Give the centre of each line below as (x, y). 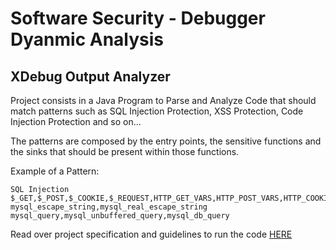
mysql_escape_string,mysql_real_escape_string (109, 207)
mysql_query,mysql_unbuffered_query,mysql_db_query (120, 216)
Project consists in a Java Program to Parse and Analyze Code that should (163, 100)
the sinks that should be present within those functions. (125, 151)
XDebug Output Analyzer (90, 76)
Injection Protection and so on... (76, 121)
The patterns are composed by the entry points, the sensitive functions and (166, 141)
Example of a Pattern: (55, 171)
